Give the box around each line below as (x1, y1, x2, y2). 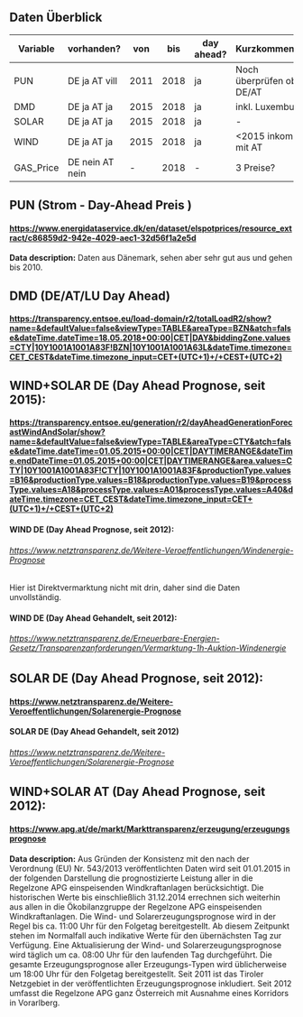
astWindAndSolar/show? (9, 427, 106, 438)
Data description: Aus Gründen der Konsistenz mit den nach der (9, 853, 250, 864)
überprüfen (235, 74, 284, 87)
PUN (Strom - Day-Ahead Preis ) (9, 198, 192, 213)
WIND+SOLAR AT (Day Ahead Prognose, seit (9, 784, 266, 800)
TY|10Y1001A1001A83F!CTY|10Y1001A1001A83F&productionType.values (9, 465, 291, 476)
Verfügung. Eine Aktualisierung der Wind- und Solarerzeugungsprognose (9, 939, 282, 950)
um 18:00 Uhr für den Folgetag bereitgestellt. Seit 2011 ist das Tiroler (9, 968, 264, 979)
